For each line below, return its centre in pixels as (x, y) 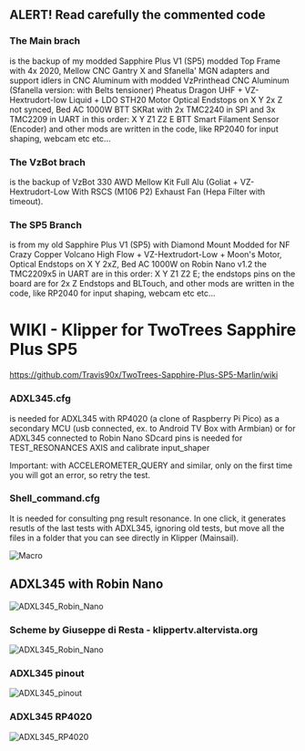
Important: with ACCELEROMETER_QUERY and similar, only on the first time (151, 465)
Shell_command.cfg (55, 498)
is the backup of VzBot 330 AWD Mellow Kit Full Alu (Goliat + (124, 182)
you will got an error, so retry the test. (80, 475)
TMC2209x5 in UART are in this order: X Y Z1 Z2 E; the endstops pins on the (152, 274)
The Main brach (45, 41)
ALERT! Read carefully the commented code (137, 15)
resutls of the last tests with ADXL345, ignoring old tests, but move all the (147, 527)
